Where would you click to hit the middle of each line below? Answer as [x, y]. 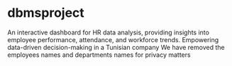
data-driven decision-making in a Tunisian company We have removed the [116, 47]
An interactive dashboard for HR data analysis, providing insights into [108, 32]
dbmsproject [46, 13]
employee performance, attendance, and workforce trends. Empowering [113, 39]
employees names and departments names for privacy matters [99, 55]
